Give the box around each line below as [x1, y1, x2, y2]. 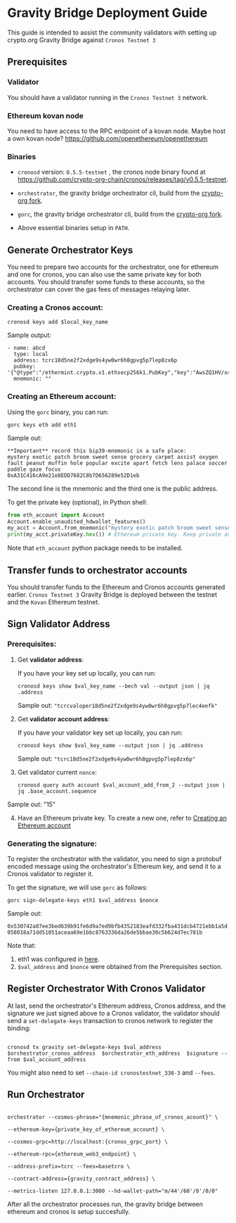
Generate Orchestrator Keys [7, 244, 133, 256]
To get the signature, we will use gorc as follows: [7, 883, 148, 892]
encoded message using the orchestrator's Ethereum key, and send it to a [7, 862, 221, 870]
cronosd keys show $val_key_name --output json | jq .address [17, 742, 204, 749]
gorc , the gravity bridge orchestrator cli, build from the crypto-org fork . [17, 210, 223, 219]
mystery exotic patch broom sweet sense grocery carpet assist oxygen [7, 453, 218, 460]
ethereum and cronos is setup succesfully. [7, 1207, 131, 1215]
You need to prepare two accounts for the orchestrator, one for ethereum [7, 262, 219, 272]
